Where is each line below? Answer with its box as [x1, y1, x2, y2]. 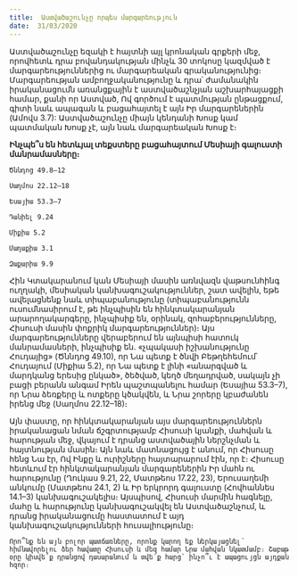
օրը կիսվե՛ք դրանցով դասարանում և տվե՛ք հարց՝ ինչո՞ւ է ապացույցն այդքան [9, 552, 290, 562]
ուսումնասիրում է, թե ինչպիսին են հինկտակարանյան [9, 303, 236, 314]
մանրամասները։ [9, 148, 80, 159]
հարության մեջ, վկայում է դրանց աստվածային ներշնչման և [9, 434, 261, 445]
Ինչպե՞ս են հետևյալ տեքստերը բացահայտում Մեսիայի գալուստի [9, 139, 283, 150]
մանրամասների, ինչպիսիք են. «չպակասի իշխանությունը [9, 341, 250, 352]
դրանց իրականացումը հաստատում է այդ [9, 510, 185, 521]
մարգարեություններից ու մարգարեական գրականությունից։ [9, 64, 261, 76]
